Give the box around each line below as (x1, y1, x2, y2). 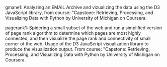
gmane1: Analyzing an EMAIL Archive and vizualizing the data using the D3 (5, 5, 160, 10)
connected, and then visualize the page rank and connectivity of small (5, 35, 151, 41)
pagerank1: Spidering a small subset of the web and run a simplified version (5, 25, 162, 31)
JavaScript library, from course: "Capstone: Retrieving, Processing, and (5, 10, 153, 16)
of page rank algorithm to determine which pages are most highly (5, 30, 141, 36)
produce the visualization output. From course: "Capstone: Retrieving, (5, 46, 150, 52)
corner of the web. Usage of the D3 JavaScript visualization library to (5, 41, 149, 47)
